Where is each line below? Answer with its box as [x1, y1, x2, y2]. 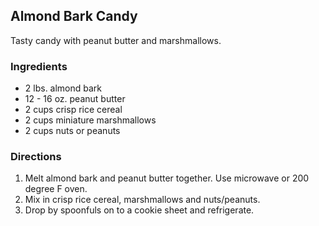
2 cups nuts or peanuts [24, 125, 121, 137]
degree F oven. [24, 183, 88, 195]
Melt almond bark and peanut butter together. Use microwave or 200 [24, 172, 310, 184]
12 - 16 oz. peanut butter [24, 93, 126, 105]
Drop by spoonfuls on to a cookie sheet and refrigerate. [24, 204, 255, 216]
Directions [10, 150, 62, 164]
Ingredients [10, 59, 68, 73]
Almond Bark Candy [10, 8, 138, 25]
